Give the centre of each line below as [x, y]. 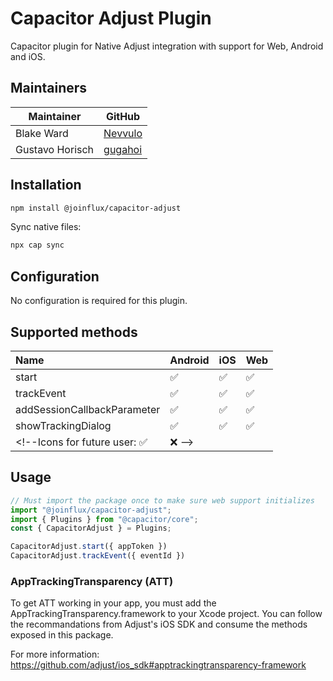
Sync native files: [46, 227]
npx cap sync [37, 245]
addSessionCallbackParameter [88, 409]
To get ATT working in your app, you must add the [113, 603]
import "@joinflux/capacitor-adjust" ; [91, 510]
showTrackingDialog [63, 425]
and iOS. [28, 56]
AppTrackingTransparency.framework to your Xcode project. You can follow [166, 614]
